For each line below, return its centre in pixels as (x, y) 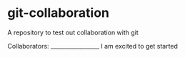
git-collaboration (58, 13)
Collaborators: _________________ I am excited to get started (93, 46)
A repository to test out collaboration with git (73, 32)
